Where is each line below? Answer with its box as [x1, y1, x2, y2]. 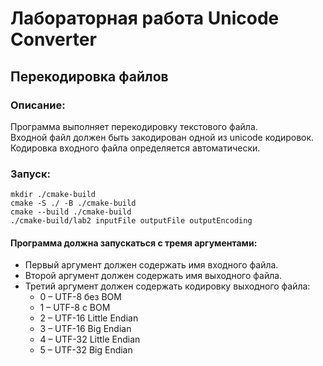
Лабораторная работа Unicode [10, 7, 280, 30]
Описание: [10, 98, 66, 112]
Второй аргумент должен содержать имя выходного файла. [24, 270, 283, 282]
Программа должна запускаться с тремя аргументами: [10, 237, 258, 249]
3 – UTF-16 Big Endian [39, 323, 132, 335]
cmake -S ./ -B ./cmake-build [10, 198, 137, 209]
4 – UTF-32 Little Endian [39, 333, 141, 346]
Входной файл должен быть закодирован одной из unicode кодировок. [10, 131, 315, 143]
